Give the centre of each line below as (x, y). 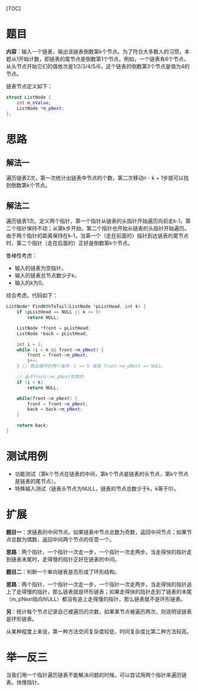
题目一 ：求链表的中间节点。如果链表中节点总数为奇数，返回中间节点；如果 (96, 532)
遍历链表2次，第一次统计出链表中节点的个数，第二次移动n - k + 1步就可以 (95, 178)
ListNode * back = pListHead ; (52, 333)
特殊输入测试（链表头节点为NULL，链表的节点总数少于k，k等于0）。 (97, 488)
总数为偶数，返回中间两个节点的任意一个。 (63, 539)
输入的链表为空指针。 (40, 268)
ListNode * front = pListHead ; (54, 328)
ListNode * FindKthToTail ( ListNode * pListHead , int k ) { (76, 307)
